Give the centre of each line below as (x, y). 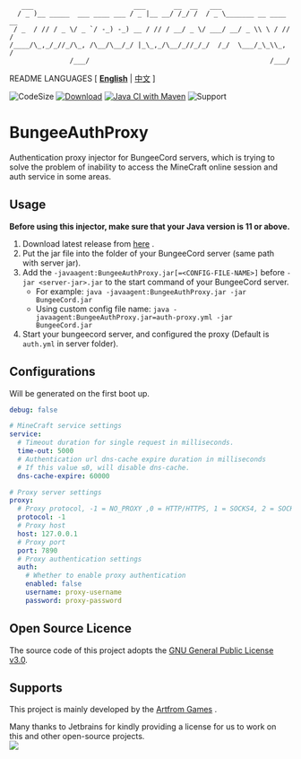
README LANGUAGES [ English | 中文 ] (82, 79)
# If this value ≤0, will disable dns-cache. (104, 467)
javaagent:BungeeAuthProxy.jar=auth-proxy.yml (124, 317)
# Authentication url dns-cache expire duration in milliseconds (142, 459)
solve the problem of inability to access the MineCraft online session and (144, 167)
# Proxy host (42, 526)
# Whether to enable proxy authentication (106, 576)
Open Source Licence (70, 628)
